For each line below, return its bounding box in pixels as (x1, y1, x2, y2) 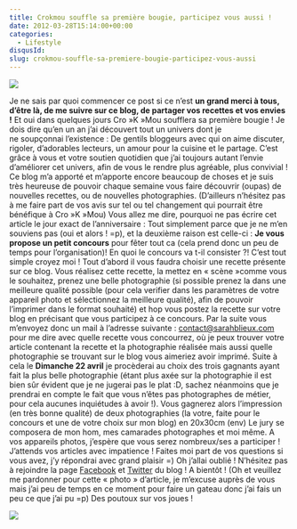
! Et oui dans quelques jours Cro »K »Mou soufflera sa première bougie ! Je (9, 115, 285, 125)
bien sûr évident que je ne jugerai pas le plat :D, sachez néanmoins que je (9, 379, 279, 390)
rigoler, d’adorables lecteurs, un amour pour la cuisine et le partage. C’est (9, 143, 278, 153)
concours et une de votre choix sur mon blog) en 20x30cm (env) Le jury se (9, 418, 285, 427)
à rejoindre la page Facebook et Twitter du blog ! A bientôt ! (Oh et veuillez (9, 465, 282, 475)
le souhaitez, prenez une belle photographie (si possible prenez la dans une (9, 275, 286, 286)
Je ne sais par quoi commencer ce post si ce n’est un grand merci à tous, (9, 95, 280, 106)
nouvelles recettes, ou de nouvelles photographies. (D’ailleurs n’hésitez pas (9, 191, 286, 200)
